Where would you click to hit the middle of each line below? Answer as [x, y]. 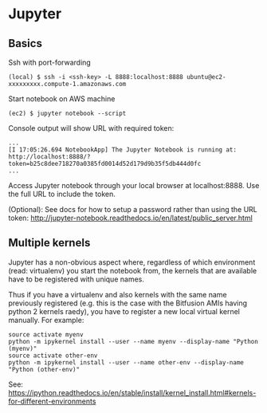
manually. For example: [46, 320]
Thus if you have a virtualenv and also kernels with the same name [118, 294]
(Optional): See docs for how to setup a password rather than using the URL [133, 209]
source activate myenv [46, 334]
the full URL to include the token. [62, 194]
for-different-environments [52, 401]
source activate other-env [53, 356]
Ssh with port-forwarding [50, 62]
